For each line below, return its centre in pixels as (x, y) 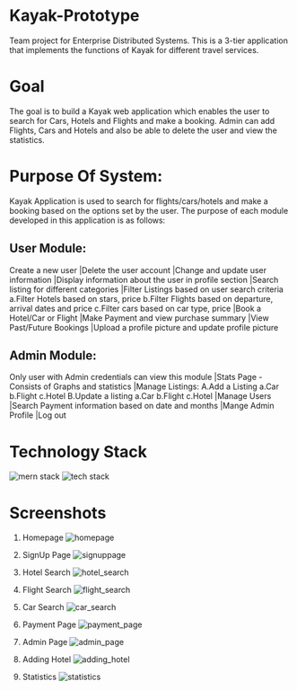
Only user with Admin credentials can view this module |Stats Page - (136, 377)
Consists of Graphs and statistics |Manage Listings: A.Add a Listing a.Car (144, 386)
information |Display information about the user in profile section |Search (144, 279)
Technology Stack (79, 451)
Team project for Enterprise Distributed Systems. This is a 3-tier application (149, 40)
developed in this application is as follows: (87, 220)
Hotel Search (46, 572)
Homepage (43, 538)
